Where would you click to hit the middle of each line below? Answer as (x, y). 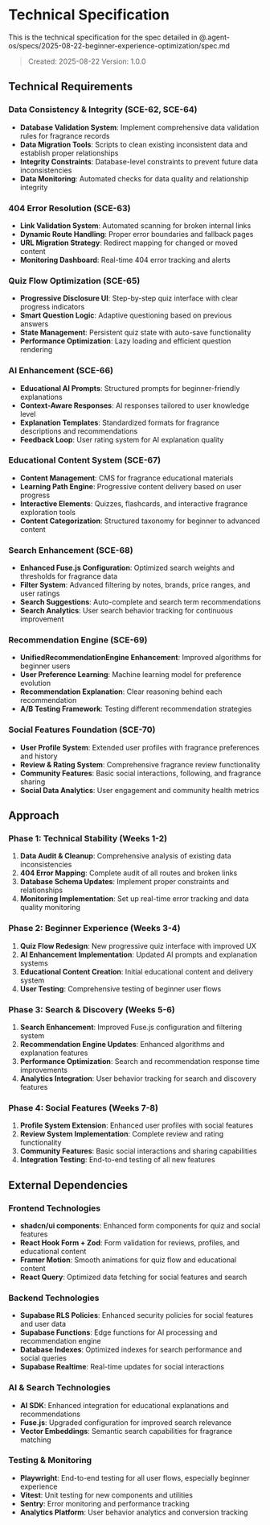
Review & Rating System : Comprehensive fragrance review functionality (140, 764)
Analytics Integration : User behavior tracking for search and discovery (138, 1078)
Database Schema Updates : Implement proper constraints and (125, 882)
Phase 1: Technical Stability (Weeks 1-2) (88, 838)
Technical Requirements (71, 87)
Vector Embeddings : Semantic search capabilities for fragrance (126, 1431)
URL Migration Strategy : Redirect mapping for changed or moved (129, 243)
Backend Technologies (54, 1298)
